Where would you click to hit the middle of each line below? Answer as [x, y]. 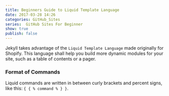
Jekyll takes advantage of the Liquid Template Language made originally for [84, 48]
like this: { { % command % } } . [37, 88]
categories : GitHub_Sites [33, 19]
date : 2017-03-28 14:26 [31, 15]
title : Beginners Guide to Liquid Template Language [62, 10]
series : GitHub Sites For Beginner [44, 24]
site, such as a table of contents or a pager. [51, 59]
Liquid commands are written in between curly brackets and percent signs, [84, 83]
